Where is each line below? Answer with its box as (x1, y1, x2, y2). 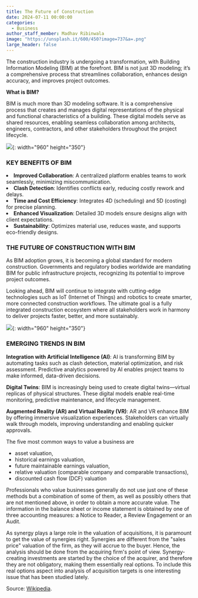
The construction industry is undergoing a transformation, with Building (6, 58, 180, 65)
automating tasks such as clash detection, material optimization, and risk (6, 360, 183, 367)
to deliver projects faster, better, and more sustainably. (6, 313, 139, 320)
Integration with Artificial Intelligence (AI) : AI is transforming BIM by (6, 353, 175, 360)
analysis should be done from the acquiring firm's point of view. (6, 548, 161, 555)
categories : (6, 20, 35, 26)
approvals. (6, 427, 32, 434)
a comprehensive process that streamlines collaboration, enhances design (6, 71, 187, 78)
